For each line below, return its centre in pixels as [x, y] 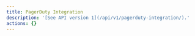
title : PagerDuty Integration [45, 12]
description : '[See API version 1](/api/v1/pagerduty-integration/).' [98, 18]
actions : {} [21, 23]
